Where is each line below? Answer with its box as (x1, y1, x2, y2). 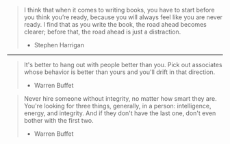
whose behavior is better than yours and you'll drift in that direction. (23, 68, 216, 76)
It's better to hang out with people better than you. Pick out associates (23, 61, 222, 69)
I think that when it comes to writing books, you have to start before (23, 6, 215, 14)
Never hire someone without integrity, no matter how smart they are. (23, 95, 217, 102)
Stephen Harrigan (34, 41, 84, 49)
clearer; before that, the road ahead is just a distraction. (23, 27, 181, 36)
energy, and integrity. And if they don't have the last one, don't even (23, 109, 216, 117)
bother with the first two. (23, 117, 94, 124)
